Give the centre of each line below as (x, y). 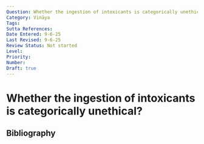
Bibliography (31, 133)
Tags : (13, 23)
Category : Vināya (28, 18)
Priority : (19, 57)
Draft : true (21, 68)
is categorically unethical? (74, 111)
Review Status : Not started (42, 46)
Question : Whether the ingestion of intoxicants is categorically (92, 12)
